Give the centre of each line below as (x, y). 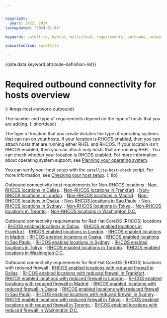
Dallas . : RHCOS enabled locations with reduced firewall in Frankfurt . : (77, 273)
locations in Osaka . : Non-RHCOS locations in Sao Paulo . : (81, 201)
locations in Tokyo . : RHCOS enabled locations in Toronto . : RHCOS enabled (83, 248)
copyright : (16, 18)
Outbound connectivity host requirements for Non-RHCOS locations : (76, 185)
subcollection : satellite (32, 46)
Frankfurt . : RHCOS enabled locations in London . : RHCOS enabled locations (83, 232)
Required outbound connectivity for (81, 85)
